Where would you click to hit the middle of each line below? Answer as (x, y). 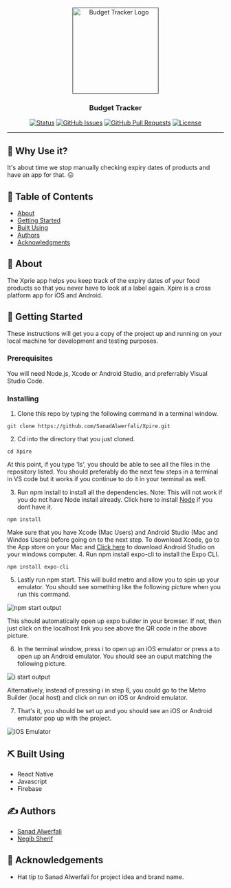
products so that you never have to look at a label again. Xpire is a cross (109, 288)
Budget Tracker (115, 107)
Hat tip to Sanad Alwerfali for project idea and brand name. (100, 877)
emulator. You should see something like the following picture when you (119, 587)
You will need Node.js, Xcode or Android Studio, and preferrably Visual (107, 373)
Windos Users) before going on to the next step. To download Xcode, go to (113, 540)
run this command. (44, 594)
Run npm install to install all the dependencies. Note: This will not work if (120, 492)
